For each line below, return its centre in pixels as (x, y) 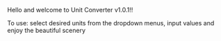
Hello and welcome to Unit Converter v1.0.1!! (70, 10)
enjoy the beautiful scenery (46, 30)
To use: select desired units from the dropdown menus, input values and (111, 23)
